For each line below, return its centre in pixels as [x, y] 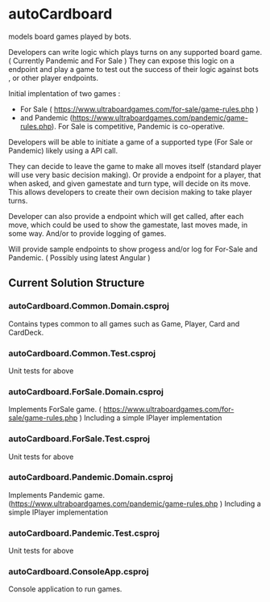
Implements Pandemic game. [56, 495]
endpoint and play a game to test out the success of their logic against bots [134, 69]
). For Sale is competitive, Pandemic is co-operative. [138, 126]
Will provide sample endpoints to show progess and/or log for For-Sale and [133, 249]
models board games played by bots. [70, 36]
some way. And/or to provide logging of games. [87, 233]
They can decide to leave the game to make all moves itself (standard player [135, 166]
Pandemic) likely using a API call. [63, 150]
